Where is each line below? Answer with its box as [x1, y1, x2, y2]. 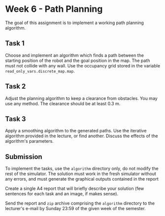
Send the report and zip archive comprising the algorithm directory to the [5, 200, 155, 206]
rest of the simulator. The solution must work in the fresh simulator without [5, 171, 157, 177]
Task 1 [5, 39, 25, 48]
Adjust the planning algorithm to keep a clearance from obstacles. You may [5, 95, 158, 101]
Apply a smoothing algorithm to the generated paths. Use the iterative [5, 128, 147, 134]
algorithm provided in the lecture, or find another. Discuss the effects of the [5, 133, 159, 139]
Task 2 [5, 82, 26, 91]
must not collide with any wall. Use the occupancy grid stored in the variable [5, 62, 161, 68]
